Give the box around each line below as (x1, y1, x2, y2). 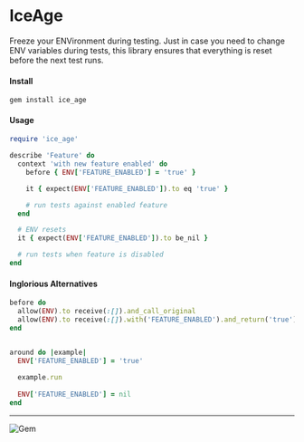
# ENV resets (17, 226, 67, 235)
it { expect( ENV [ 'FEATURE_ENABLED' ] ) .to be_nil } (17, 234, 208, 243)
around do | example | (9, 348, 88, 357)
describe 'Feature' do (9, 151, 95, 160)
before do (9, 298, 47, 308)
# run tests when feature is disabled (17, 250, 165, 259)
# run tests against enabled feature (25, 200, 168, 209)
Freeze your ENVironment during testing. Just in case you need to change (9, 35, 285, 46)
